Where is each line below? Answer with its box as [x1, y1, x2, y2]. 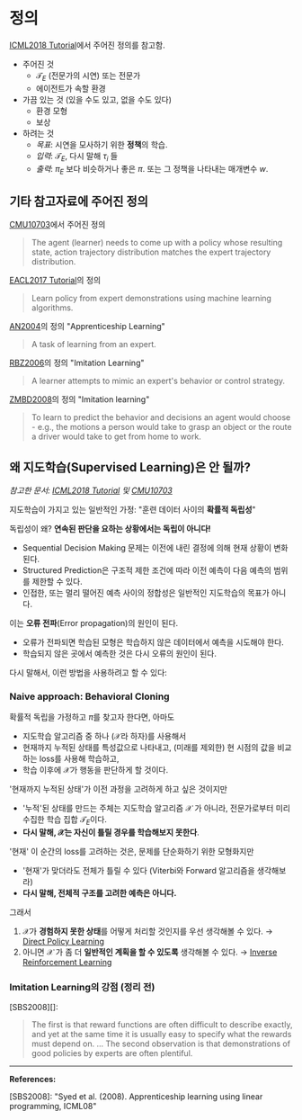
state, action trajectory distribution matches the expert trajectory [31, 246, 271, 257]
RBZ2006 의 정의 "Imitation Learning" [9, 357, 146, 369]
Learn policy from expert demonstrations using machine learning [31, 293, 272, 304]
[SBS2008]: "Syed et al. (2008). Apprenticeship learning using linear [9, 1091, 263, 1102]
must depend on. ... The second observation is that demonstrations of [31, 1038, 290, 1049]
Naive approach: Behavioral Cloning [9, 690, 170, 703]
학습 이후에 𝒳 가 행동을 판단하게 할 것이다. [22, 765, 169, 775]
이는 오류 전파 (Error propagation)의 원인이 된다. [9, 617, 179, 628]
